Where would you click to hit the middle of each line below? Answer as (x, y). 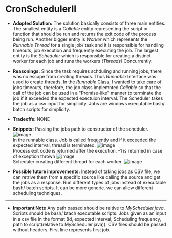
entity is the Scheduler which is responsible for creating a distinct (82, 56)
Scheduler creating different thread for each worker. (68, 161)
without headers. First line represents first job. (61, 230)
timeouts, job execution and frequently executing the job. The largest (85, 50)
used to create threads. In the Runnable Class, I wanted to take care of (87, 82)
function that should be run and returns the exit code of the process (84, 34)
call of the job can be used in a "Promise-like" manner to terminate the (87, 93)
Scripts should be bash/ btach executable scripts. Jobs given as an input (89, 213)
